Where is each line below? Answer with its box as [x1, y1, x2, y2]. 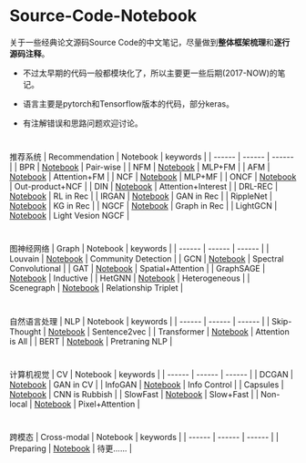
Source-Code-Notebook [9, 5, 198, 26]
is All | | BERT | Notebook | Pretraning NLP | [9, 335, 173, 346]
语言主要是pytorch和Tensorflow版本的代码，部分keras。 [22, 98, 235, 109]
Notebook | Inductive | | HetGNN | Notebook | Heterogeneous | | [9, 273, 250, 283]
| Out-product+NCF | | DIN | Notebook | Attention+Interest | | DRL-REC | [9, 181, 279, 192]
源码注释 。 [9, 47, 50, 59]
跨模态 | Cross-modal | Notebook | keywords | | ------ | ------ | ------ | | [9, 431, 280, 442]
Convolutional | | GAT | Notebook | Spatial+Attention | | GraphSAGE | [9, 263, 266, 274]
